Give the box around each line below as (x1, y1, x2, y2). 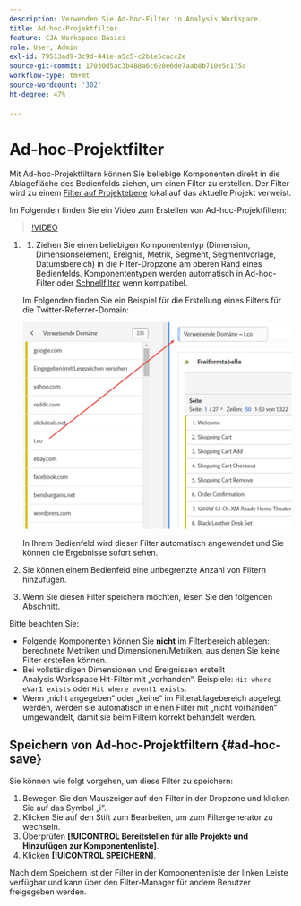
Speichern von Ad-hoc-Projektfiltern (9, 738, 219, 753)
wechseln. (21, 821, 61, 832)
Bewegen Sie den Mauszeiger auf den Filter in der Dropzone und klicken (21, 792, 290, 803)
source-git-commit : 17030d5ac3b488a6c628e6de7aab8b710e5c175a (9, 62, 246, 71)
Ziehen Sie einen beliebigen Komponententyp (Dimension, (35, 240, 251, 251)
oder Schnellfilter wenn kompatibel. (56, 278, 188, 288)
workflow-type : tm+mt (9, 72, 90, 81)
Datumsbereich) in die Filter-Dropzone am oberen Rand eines (35, 259, 262, 269)
